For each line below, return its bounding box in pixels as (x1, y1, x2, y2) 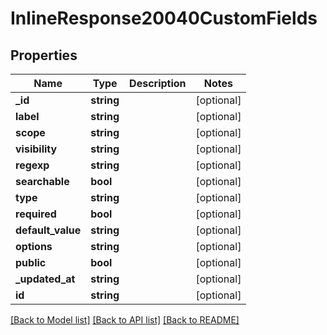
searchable (15, 175, 70, 188)
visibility (15, 142, 58, 156)
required (15, 207, 57, 221)
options (15, 240, 53, 253)
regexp (15, 158, 50, 172)
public (15, 256, 47, 269)
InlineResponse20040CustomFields (10, 7, 318, 30)
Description (129, 77, 187, 90)
